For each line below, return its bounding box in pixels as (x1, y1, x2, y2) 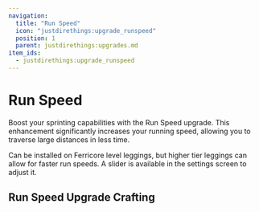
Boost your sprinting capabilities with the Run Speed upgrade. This (8, 117, 230, 127)
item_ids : (8, 49, 42, 57)
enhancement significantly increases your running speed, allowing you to (8, 126, 251, 136)
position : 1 (15, 34, 56, 43)
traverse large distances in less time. (8, 134, 130, 145)
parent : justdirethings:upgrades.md (15, 42, 138, 50)
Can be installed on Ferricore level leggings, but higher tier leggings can (8, 150, 248, 160)
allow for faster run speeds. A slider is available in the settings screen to (8, 158, 247, 169)
